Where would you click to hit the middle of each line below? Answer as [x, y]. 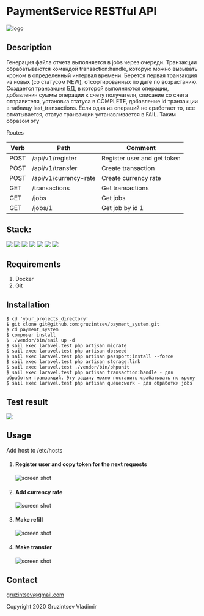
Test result [27, 402]
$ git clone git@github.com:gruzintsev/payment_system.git [83, 325]
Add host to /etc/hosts [35, 450]
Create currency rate [131, 178]
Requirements [34, 264]
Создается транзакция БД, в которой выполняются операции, [88, 88]
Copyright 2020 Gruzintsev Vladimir [52, 607]
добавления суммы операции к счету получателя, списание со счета [97, 95]
